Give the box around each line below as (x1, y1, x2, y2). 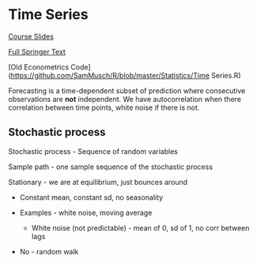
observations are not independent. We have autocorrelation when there (8, 94, 241, 103)
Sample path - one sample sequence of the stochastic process (8, 162, 214, 171)
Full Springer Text (8, 47, 66, 56)
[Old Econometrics (8, 62, 70, 72)
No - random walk (19, 246, 79, 256)
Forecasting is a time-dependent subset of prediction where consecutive (8, 85, 246, 96)
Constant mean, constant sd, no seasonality (19, 192, 164, 202)
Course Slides (8, 32, 54, 41)
